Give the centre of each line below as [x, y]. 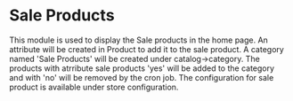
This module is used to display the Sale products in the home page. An [139, 40]
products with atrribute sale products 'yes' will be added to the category [142, 68]
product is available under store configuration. [94, 87]
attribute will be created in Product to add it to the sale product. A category [147, 49]
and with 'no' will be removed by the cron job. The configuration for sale [142, 77]
